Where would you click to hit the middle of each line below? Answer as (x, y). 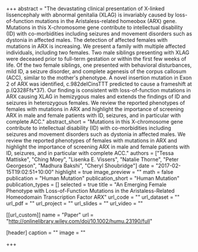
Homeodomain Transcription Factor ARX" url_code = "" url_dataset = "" (93, 197)
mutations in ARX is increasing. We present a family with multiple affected (96, 46)
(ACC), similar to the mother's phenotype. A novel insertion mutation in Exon (99, 77)
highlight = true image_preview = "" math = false (114, 172)
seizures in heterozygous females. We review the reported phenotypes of (95, 103)
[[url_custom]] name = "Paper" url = (50, 215)
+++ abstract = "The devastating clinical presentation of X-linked (85, 9)
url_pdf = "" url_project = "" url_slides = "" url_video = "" (74, 203)
